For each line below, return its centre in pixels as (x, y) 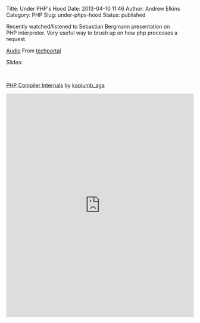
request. (16, 39)
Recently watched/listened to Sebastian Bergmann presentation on (88, 27)
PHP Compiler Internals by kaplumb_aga (56, 85)
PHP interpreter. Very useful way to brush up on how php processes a (92, 33)
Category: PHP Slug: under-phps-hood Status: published (76, 15)
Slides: (14, 62)
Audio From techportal (34, 51)
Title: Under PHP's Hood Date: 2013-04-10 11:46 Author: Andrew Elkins (93, 9)
